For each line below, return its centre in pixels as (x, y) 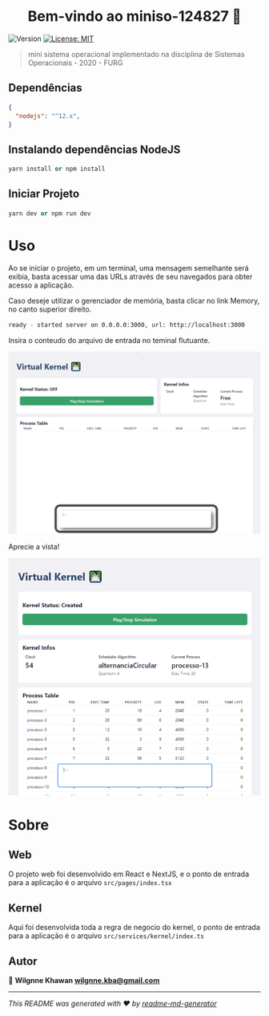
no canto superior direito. (50, 309)
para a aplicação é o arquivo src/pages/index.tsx (90, 883)
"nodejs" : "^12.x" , (48, 116)
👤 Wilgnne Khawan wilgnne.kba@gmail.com (84, 980)
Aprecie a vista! (34, 546)
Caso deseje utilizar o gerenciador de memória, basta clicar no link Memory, (134, 300)
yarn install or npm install (57, 169)
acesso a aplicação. (41, 285)
